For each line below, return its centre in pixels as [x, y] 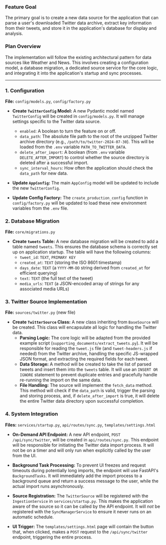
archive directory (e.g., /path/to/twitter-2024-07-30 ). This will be [87, 141]
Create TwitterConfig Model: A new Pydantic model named [73, 111]
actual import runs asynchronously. [48, 486]
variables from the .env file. [40, 208]
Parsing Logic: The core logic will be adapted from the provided [85, 338]
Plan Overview [23, 47]
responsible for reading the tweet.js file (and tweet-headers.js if [86, 349]
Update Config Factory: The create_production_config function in [80, 197]
